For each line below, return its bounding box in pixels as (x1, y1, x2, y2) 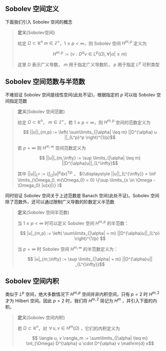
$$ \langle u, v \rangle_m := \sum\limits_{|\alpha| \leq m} (32, 335, 148, 341)
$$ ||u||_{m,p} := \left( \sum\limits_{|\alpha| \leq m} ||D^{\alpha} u (23, 129, 157, 135)
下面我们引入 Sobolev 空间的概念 (5, 19, 73, 25)
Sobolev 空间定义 (5, 4, 59, 13)
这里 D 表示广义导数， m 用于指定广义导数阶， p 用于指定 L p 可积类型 (17, 61, 160, 67)
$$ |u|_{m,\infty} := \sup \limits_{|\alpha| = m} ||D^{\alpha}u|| (27, 256, 153, 262)
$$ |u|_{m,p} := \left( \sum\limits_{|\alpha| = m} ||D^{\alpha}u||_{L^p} (19, 231, 161, 236)
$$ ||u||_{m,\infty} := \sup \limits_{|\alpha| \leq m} (39, 155, 141, 161)
